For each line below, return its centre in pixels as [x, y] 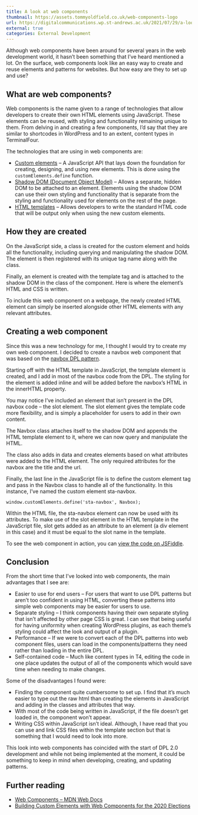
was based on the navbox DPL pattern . [53, 358]
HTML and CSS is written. [37, 289]
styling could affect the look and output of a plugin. [77, 632]
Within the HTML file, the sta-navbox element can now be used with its [92, 513]
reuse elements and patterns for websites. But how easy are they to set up [97, 69]
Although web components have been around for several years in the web [96, 50]
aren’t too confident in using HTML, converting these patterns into [95, 600]
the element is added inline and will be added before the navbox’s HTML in [97, 382]
